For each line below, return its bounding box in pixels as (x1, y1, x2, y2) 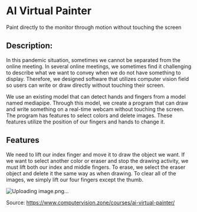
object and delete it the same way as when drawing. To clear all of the (6, 169, 176, 177)
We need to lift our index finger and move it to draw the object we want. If (6, 151, 185, 158)
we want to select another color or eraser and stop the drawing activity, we (6, 157, 189, 164)
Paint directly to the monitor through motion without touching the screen (6, 24, 182, 31)
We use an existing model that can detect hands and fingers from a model (6, 93, 186, 100)
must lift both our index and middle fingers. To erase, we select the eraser (6, 164, 186, 171)
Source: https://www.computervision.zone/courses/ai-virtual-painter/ (6, 199, 175, 206)
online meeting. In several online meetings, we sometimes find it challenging (6, 63, 192, 70)
